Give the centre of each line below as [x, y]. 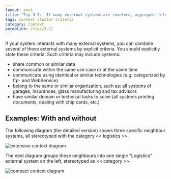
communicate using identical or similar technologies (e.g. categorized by [89, 75]
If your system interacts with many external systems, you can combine [79, 43]
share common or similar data [44, 64]
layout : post [19, 10]
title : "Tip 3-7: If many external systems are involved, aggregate [81, 15]
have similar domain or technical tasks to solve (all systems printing [83, 97]
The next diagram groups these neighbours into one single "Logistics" [79, 156]
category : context [25, 24]
